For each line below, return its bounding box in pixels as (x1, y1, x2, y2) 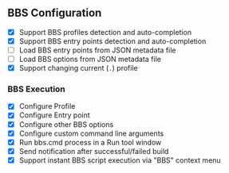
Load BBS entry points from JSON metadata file (18, 45, 176, 55)
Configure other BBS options (18, 119, 114, 129)
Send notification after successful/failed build (18, 146, 169, 156)
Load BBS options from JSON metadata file (18, 55, 161, 63)
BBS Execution (7, 83, 65, 94)
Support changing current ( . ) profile (18, 63, 138, 73)
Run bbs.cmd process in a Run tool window (18, 137, 162, 147)
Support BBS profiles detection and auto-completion (18, 27, 192, 37)
